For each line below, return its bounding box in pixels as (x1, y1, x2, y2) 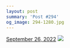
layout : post (6, 8, 38, 14)
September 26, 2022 (6, 36, 56, 43)
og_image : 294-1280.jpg (6, 19, 65, 25)
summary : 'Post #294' (6, 14, 59, 20)
